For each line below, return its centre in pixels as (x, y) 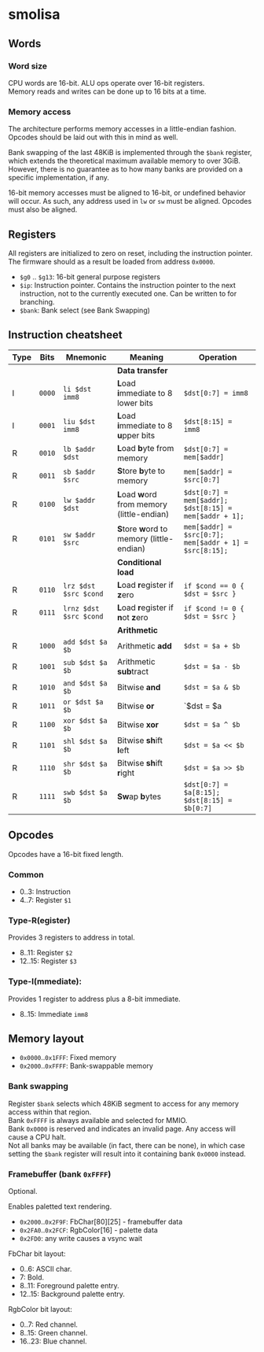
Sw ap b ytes (139, 796)
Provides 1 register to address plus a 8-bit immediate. (94, 999)
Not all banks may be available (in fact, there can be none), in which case (126, 1145)
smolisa (34, 15)
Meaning (146, 357)
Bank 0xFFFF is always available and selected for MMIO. (98, 1120)
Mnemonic (86, 357)
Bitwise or (136, 706)
